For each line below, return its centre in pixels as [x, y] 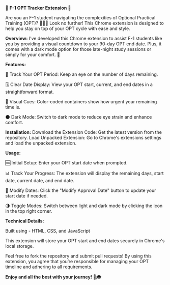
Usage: [13, 153]
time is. [13, 107]
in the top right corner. [29, 211]
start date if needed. [27, 196]
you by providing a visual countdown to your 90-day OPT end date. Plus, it [83, 44]
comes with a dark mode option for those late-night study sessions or [78, 49]
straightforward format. [30, 92]
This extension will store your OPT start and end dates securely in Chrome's [85, 241]
